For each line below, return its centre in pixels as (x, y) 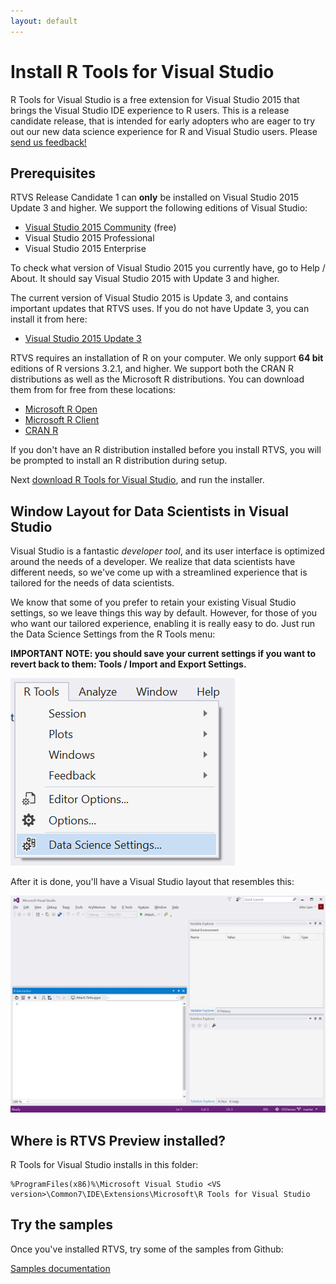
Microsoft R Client (62, 420)
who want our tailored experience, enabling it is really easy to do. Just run (163, 624)
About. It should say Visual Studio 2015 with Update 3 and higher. (145, 279)
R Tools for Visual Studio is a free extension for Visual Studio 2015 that (155, 99)
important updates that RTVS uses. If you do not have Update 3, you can (160, 309)
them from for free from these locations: (93, 390)
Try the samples (61, 1225)
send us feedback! (48, 142)
